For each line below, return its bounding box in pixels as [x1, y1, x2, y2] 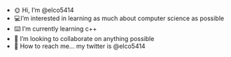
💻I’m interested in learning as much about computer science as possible [13, 14, 225, 22]
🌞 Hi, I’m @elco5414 [13, 6, 75, 14]
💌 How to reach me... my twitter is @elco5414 [13, 42, 146, 50]
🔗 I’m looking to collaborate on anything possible [13, 35, 155, 42]
